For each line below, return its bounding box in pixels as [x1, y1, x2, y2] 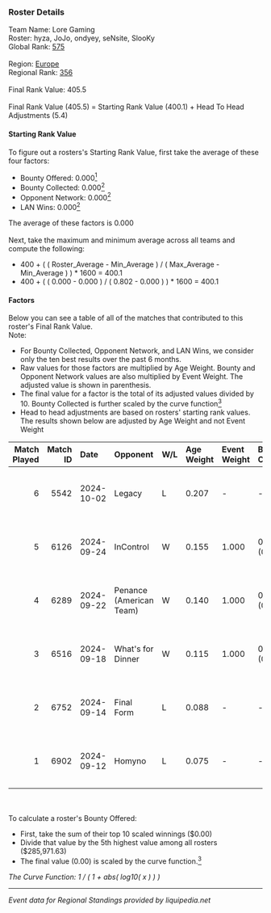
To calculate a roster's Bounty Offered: [8, 813, 137, 823]
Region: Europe [8, 59, 60, 69]
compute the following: [8, 244, 85, 254]
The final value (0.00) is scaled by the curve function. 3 [19, 855, 202, 866]
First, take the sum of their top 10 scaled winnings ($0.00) [19, 829, 212, 839]
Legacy [114, 487, 143, 499]
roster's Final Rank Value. [8, 322, 93, 331]
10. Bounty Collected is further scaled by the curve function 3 [19, 398, 222, 408]
